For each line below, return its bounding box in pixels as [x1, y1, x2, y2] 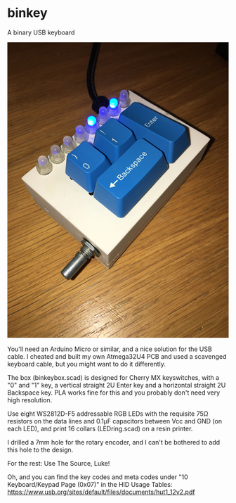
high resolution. [7, 396, 53, 405]
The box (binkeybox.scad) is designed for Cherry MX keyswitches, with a [7, 374, 220, 382]
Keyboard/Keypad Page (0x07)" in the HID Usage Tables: [7, 480, 173, 489]
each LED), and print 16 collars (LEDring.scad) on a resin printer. [7, 424, 193, 433]
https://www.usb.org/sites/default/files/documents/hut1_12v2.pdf [7, 488, 195, 497]
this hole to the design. [7, 445, 74, 454]
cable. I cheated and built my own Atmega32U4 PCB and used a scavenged [7, 352, 227, 361]
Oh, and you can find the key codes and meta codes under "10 [7, 473, 188, 481]
